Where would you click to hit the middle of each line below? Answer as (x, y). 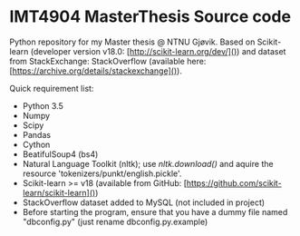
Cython (36, 144)
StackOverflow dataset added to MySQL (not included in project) (144, 202)
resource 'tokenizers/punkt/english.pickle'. (102, 173)
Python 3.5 (43, 105)
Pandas (37, 134)
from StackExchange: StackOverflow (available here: (108, 61)
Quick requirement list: (52, 88)
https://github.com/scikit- (234, 182)
